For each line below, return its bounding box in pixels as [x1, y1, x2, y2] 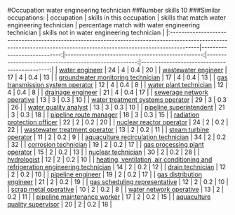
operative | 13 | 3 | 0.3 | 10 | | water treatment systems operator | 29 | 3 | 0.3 [7, 96, 227, 104]
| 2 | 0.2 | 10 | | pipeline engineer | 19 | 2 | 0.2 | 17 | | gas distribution [7, 170, 202, 178]
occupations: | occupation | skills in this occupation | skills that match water [7, 13, 227, 22]
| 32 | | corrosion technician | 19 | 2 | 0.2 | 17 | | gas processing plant [7, 141, 205, 148]
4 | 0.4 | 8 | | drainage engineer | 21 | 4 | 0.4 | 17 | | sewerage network [7, 88, 208, 96]
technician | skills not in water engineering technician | [7, 28, 165, 37]
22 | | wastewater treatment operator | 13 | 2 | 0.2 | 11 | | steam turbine [7, 126, 209, 133]
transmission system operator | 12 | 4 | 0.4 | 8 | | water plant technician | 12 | [7, 81, 228, 89]
